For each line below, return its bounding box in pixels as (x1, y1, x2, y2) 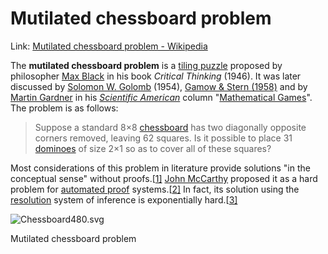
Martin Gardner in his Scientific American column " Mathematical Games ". (10, 91, 313, 103)
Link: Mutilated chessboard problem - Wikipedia (10, 40, 208, 52)
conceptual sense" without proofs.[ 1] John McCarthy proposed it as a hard (10, 172, 318, 184)
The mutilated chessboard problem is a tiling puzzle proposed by (10, 59, 283, 71)
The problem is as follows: (10, 102, 119, 114)
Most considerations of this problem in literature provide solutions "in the (10, 162, 311, 174)
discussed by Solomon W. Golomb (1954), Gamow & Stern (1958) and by (10, 80, 308, 92)
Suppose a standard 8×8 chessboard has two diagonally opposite (34, 121, 307, 133)
